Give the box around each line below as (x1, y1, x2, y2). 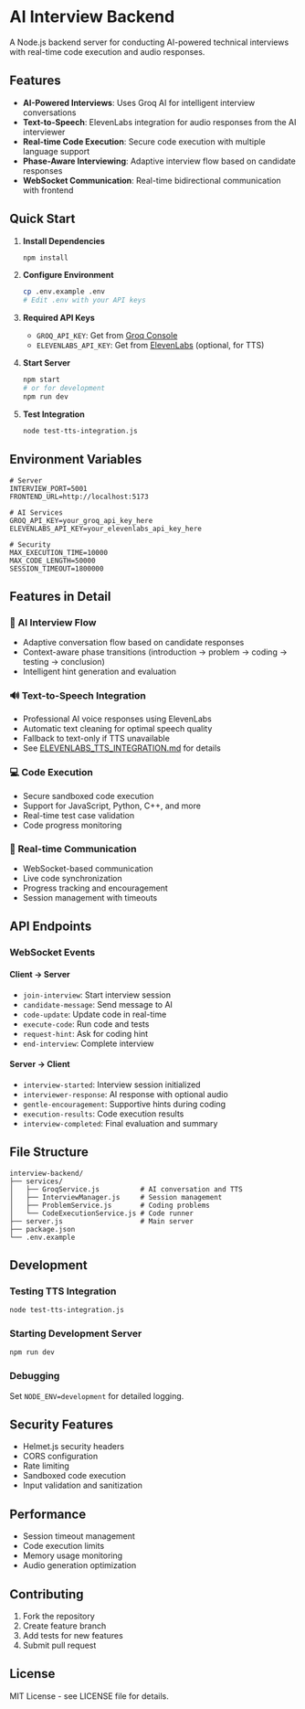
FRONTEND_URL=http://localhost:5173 (9, 492, 149, 501)
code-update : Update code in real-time (22, 1009, 167, 1020)
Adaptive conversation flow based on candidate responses (22, 637, 245, 648)
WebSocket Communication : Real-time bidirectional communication (22, 175, 281, 186)
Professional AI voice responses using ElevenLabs (22, 713, 212, 724)
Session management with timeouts (22, 892, 158, 903)
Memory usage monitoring (22, 1550, 123, 1561)
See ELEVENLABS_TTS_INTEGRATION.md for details (22, 742, 221, 753)
